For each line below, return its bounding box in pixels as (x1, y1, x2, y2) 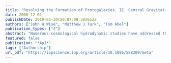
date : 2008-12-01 (5, 12, 42, 17)
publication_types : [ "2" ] (5, 26, 60, 31)
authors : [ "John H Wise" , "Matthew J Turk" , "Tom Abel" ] (5, 21, 129, 27)
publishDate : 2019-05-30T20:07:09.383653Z (5, 17, 97, 22)
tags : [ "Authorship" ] (5, 45, 51, 50)
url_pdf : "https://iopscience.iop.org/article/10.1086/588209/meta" (5, 50, 154, 55)
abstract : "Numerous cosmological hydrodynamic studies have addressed (5, 31, 160, 36)
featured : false (5, 36, 40, 41)
